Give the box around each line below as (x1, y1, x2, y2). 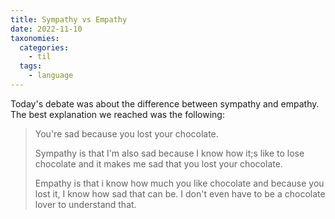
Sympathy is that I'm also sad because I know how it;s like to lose (34, 147, 305, 159)
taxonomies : (10, 33, 60, 43)
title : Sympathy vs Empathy (10, 14, 128, 25)
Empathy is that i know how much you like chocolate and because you (34, 177, 325, 189)
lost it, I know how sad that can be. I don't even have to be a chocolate (34, 187, 326, 200)
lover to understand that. (34, 198, 137, 210)
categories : (19, 42, 70, 53)
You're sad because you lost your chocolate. (34, 127, 219, 140)
